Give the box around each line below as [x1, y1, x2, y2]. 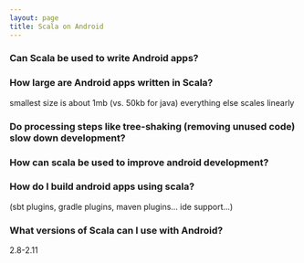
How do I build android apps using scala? [9, 180, 194, 193]
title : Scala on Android [9, 22, 104, 31]
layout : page [9, 13, 59, 23]
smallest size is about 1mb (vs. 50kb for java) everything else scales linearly [9, 97, 295, 108]
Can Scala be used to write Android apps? [9, 52, 199, 65]
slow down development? [9, 131, 126, 144]
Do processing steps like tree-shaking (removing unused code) [9, 120, 296, 132]
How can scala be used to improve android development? [9, 156, 269, 169]
